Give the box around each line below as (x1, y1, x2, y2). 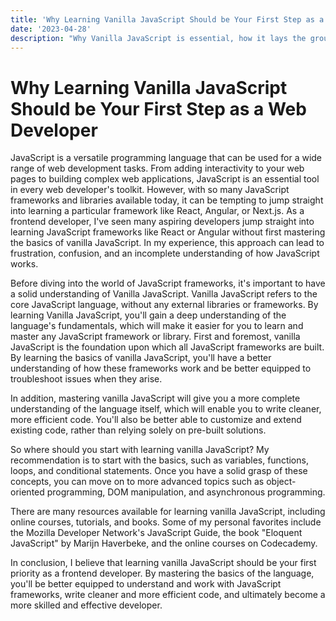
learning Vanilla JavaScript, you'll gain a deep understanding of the (10, 309, 287, 321)
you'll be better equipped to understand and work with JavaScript (10, 578, 282, 590)
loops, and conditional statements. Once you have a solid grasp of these (10, 465, 308, 477)
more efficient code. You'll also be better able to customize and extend (10, 414, 302, 426)
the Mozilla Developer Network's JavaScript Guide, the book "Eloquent (10, 527, 303, 539)
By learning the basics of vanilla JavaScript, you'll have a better (10, 352, 272, 364)
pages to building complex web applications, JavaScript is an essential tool (10, 173, 320, 185)
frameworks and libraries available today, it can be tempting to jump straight (10, 194, 324, 206)
